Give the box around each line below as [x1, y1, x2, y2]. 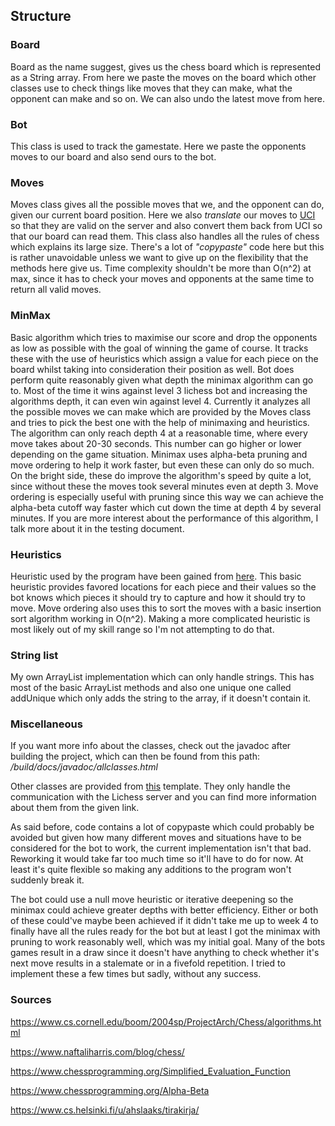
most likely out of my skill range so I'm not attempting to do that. [10, 623, 275, 635]
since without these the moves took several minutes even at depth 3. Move [10, 480, 319, 492]
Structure [10, 8, 72, 25]
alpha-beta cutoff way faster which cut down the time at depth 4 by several [10, 501, 322, 513]
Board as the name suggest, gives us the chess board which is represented [10, 60, 322, 73]
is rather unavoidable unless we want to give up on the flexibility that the [10, 252, 309, 264]
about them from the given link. [10, 802, 140, 814]
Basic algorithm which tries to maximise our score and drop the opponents [10, 331, 318, 343]
